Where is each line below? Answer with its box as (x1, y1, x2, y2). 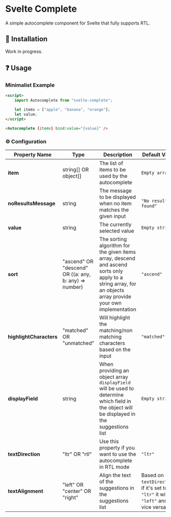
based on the (99, 346, 131, 353)
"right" (62, 494, 79, 501)
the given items (99, 248, 136, 255)
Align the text (99, 472, 131, 479)
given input (99, 212, 126, 219)
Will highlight (99, 314, 130, 321)
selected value (99, 227, 134, 234)
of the (99, 478, 113, 485)
